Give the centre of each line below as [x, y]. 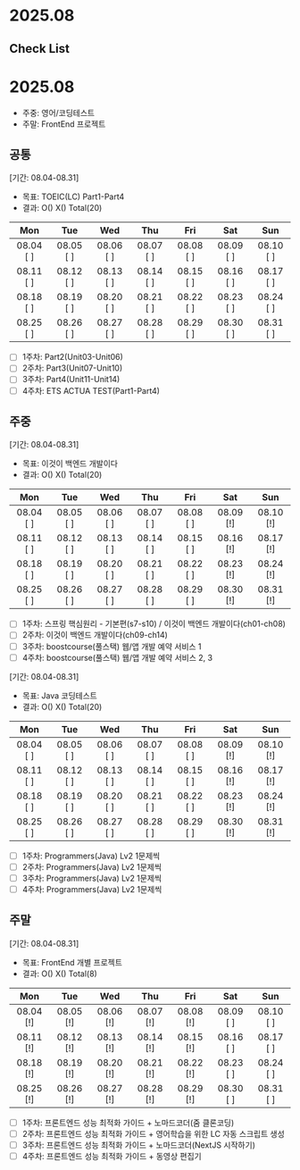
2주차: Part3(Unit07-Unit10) [72, 368]
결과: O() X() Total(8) [60, 974]
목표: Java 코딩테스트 [60, 695]
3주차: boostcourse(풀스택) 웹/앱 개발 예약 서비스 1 [112, 646]
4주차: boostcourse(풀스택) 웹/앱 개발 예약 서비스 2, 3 [117, 657]
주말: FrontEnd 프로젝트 [64, 124]
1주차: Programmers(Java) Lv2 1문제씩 [91, 856]
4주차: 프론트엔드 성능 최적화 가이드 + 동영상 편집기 [112, 1156]
